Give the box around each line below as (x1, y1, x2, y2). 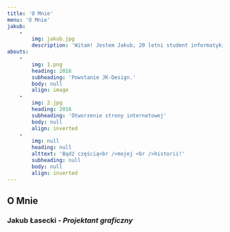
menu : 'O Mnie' (7, 16, 51, 23)
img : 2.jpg (31, 100, 63, 106)
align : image (31, 86, 69, 93)
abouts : (7, 49, 29, 56)
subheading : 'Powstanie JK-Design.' (31, 73, 136, 81)
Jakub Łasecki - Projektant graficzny (7, 216, 133, 225)
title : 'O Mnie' (7, 10, 53, 17)
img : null (31, 138, 60, 145)
